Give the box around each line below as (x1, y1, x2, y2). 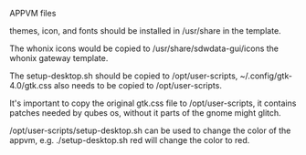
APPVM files (9, 8, 57, 18)
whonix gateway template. (9, 53, 109, 63)
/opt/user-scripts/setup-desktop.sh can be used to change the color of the (9, 125, 291, 136)
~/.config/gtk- (239, 70, 292, 81)
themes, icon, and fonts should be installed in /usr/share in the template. (9, 26, 281, 36)
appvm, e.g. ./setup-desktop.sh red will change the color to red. (9, 135, 250, 145)
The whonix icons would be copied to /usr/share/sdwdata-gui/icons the (9, 43, 280, 54)
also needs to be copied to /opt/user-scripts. (53, 80, 222, 90)
